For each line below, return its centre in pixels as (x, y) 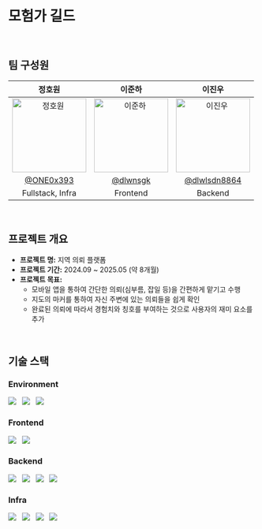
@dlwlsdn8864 (213, 180)
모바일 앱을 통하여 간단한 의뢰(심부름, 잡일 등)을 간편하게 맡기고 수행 (136, 289)
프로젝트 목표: (41, 279)
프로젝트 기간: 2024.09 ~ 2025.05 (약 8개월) (89, 270)
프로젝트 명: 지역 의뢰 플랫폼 (63, 259)
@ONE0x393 (49, 180)
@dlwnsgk (131, 180)
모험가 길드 (42, 16)
